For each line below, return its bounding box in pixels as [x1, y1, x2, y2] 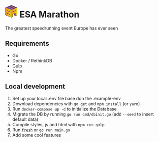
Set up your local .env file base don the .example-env [12, 95, 121, 101]
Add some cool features [12, 132, 62, 138]
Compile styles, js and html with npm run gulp [12, 121, 105, 127]
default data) [12, 116, 38, 122]
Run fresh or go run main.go [12, 127, 70, 133]
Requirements [5, 39, 49, 48]
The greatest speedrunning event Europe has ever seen [5, 25, 118, 31]
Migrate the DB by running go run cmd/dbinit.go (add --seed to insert [12, 111, 154, 117]
